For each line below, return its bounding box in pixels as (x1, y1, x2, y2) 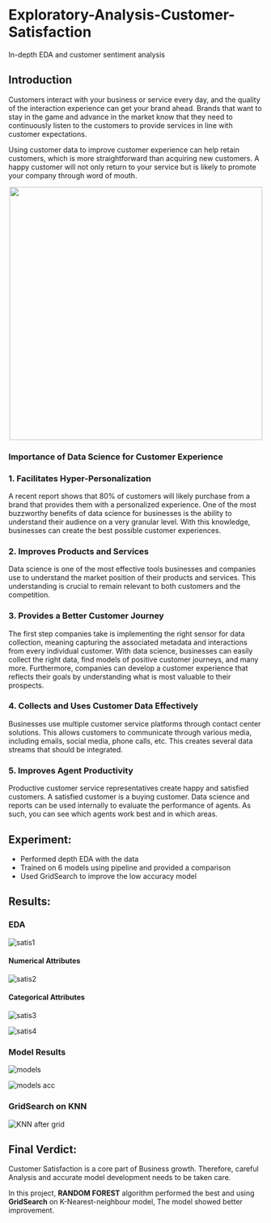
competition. (8, 590, 51, 600)
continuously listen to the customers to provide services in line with (8, 120, 233, 130)
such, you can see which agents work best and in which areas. (8, 809, 218, 819)
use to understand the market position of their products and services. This (8, 573, 256, 582)
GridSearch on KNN (8, 1101, 87, 1112)
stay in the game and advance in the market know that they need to (8, 112, 233, 121)
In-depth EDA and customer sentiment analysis (8, 49, 166, 59)
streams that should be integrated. (8, 744, 124, 754)
